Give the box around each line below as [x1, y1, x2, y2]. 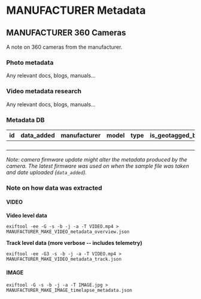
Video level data [6, 212, 48, 219]
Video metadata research [6, 87, 82, 95]
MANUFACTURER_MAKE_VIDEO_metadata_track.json [6, 256, 121, 262]
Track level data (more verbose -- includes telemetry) [6, 240, 142, 247]
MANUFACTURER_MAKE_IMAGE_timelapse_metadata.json [6, 288, 133, 294]
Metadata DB [6, 115, 45, 124]
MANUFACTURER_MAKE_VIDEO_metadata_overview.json [6, 229, 130, 235]
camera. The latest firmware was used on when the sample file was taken [6, 162, 190, 169]
